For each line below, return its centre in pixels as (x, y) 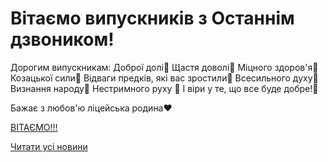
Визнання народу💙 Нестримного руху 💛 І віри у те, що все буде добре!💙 (164, 88)
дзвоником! (62, 39)
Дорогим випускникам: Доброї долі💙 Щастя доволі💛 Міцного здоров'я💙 (164, 67)
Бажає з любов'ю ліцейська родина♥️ (91, 108)
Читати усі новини (49, 146)
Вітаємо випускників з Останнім (152, 18)
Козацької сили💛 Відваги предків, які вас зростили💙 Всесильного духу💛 (164, 78)
